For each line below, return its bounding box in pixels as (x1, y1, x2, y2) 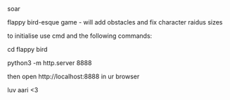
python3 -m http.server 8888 (7, 59, 92, 67)
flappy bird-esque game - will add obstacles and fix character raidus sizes (7, 18, 223, 26)
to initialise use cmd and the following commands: (7, 31, 153, 40)
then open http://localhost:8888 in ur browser (7, 72, 140, 80)
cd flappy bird (7, 45, 48, 53)
